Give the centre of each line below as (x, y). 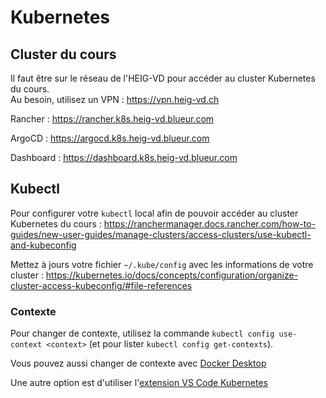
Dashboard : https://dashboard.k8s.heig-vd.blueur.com (124, 157)
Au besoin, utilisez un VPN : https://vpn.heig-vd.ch (115, 99)
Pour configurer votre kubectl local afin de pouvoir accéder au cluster (154, 213)
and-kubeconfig (43, 245)
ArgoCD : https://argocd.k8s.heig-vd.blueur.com (110, 138)
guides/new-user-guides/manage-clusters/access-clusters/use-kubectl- (161, 234)
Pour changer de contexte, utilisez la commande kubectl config (142, 333)
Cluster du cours (63, 54)
